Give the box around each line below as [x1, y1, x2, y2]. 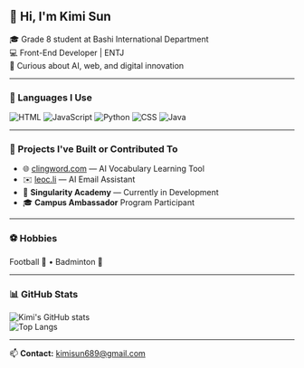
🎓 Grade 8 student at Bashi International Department [9, 33, 210, 44]
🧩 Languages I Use [9, 91, 93, 104]
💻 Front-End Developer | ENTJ [9, 47, 125, 58]
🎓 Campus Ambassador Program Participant [22, 197, 195, 208]
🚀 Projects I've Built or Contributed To [9, 143, 178, 156]
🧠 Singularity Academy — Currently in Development [22, 187, 219, 198]
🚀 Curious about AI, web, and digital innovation [9, 60, 185, 71]
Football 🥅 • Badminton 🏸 [9, 256, 104, 267]
